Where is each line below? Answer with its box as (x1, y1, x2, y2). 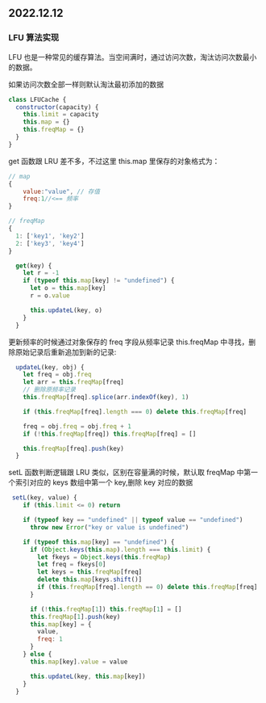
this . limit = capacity (23, 111, 99, 119)
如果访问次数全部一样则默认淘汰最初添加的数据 (8, 79, 164, 89)
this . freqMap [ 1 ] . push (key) (29, 612, 121, 621)
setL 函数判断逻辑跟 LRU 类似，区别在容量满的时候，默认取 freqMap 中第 (8, 468, 251, 478)
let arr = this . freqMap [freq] (23, 378, 125, 386)
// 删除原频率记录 (23, 385, 77, 394)
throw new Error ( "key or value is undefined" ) (29, 523, 189, 532)
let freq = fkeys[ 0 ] (37, 561, 106, 569)
